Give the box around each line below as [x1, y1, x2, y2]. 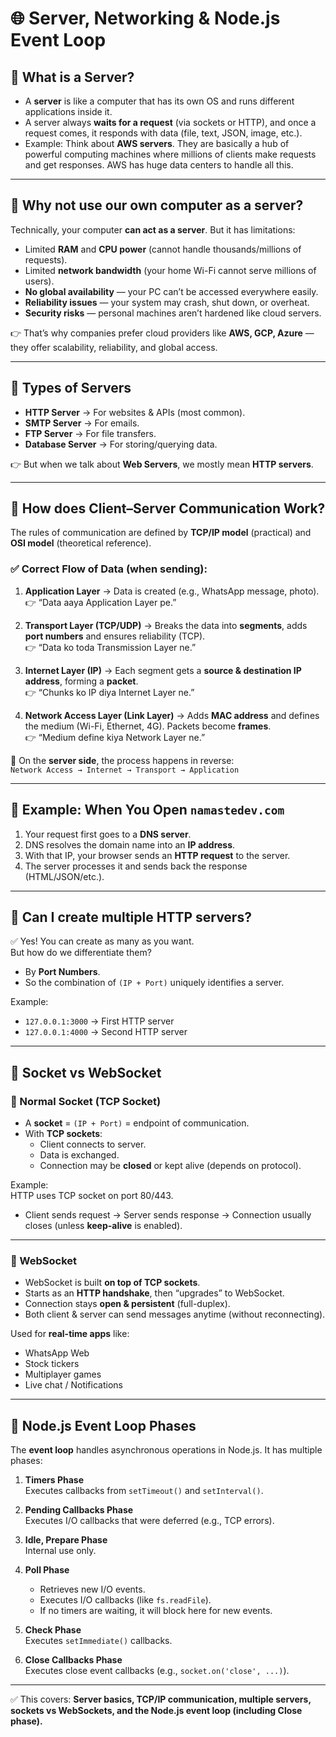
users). [24, 275, 55, 287]
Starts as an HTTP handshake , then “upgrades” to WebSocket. [24, 1287, 285, 1299]
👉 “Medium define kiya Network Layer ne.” [24, 731, 206, 743]
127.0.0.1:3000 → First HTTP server [24, 1015, 175, 1027]
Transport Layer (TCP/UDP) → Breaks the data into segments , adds [24, 619, 308, 631]
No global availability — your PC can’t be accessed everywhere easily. [24, 285, 319, 297]
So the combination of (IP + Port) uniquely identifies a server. [24, 977, 285, 989]
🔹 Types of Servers [10, 380, 132, 397]
